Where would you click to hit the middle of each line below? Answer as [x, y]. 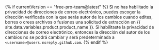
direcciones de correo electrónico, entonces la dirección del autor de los [78, 32]
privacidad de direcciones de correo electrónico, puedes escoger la [73, 12]
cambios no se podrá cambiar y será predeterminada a [60, 37]
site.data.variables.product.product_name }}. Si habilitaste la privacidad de [79, 27]
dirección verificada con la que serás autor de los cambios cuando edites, [79, 17]
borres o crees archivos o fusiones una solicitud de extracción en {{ [73, 22]
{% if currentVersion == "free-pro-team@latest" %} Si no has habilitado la [79, 7]
